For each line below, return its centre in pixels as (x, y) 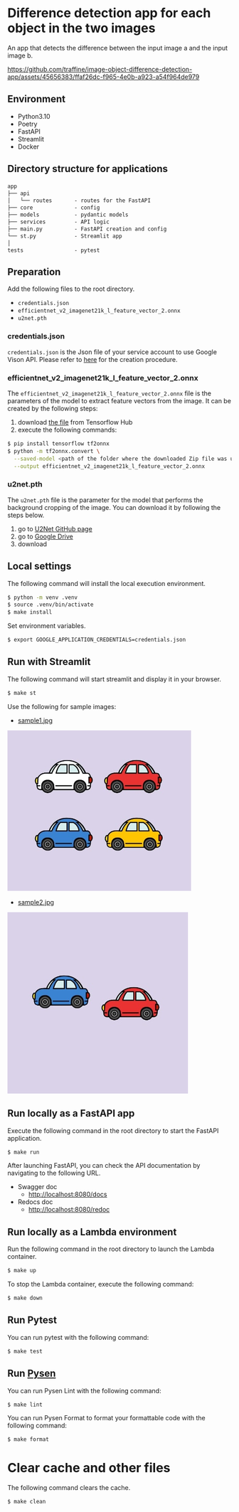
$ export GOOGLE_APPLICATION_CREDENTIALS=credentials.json (97, 640)
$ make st (22, 693)
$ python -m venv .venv (43, 597)
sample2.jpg (36, 902)
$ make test (25, 1351)
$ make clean (27, 1502)
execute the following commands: (67, 430)
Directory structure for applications (88, 169)
